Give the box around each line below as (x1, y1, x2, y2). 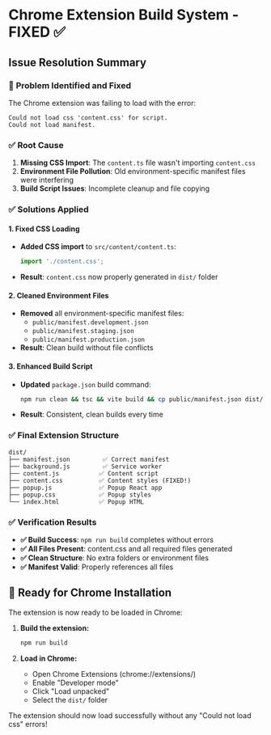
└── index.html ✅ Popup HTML (8, 497, 144, 506)
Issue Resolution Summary (8, 55, 147, 70)
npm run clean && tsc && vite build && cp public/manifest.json (19, 395, 242, 403)
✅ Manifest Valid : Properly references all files (19, 562, 174, 572)
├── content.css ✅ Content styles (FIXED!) (8, 476, 192, 484)
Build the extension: (19, 623, 90, 632)
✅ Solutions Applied (8, 204, 89, 215)
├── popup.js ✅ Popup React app (8, 484, 163, 492)
